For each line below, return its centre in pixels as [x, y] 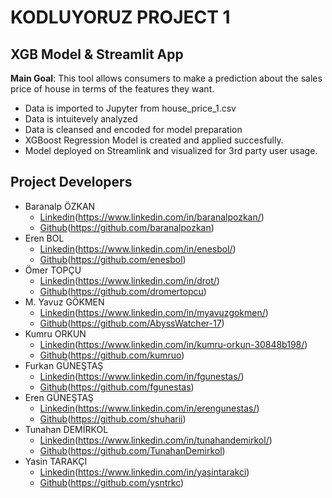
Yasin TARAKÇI [56, 461]
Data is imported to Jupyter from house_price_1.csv [130, 108]
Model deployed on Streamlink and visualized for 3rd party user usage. [171, 150]
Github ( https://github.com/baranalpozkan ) [127, 227]
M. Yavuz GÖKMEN [64, 302]
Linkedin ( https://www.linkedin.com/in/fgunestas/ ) [142, 376]
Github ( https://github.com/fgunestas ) [117, 387]
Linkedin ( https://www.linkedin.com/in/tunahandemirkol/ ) [156, 440]
